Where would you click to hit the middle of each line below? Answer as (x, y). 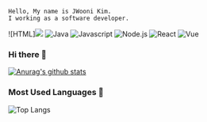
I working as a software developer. (69, 18)
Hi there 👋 (28, 54)
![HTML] (22, 34)
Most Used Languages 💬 (56, 93)
